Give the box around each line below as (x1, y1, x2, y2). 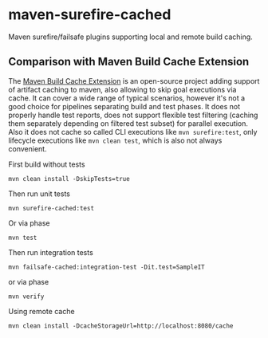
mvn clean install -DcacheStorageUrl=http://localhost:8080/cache (8, 321, 234, 330)
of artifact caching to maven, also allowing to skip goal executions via (8, 84, 237, 94)
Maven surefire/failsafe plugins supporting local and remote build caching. (8, 32, 253, 41)
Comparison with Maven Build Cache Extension (8, 55, 250, 69)
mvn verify (8, 293, 45, 301)
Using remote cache (8, 306, 75, 316)
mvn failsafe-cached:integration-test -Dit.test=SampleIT (8, 263, 205, 271)
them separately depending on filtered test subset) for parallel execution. (8, 118, 249, 128)
